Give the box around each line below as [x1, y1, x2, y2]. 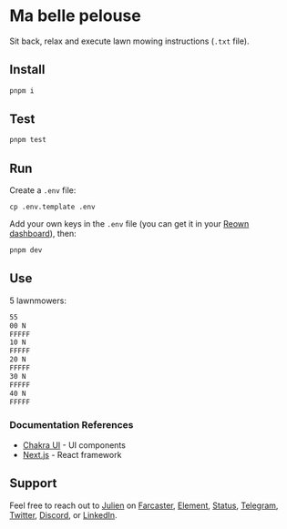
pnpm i [9, 86, 35, 96]
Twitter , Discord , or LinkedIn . [9, 509, 118, 520]
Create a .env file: [9, 185, 77, 196]
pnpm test [9, 136, 47, 145]
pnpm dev [9, 246, 43, 255]
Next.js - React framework [22, 449, 122, 460]
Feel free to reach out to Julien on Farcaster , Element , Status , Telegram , [9, 500, 279, 511]
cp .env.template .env [9, 202, 96, 212]
